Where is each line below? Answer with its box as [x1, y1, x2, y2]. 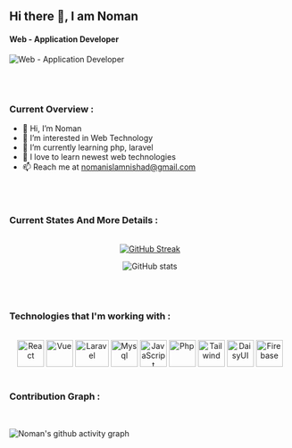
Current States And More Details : [9, 213, 159, 226]
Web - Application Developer [9, 33, 119, 45]
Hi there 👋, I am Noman [9, 9, 138, 24]
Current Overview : [9, 103, 94, 115]
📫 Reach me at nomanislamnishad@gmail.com [21, 162, 196, 172]
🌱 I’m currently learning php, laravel [21, 142, 154, 153]
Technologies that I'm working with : [9, 310, 171, 322]
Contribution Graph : [9, 390, 101, 402]
